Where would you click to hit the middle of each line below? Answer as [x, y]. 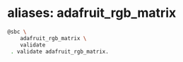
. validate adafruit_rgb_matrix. [60, 51]
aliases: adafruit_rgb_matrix [92, 13]
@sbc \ [17, 32]
